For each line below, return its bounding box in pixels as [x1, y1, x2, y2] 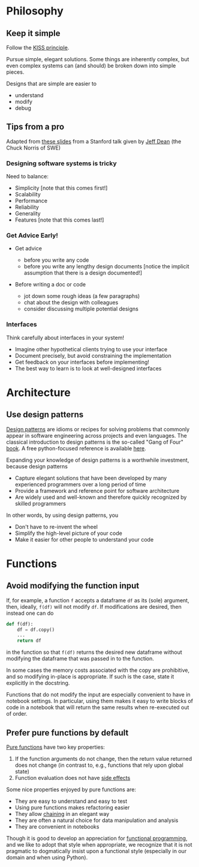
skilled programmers [14, 500, 66, 507]
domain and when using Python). [6, 854, 88, 861]
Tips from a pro [6, 122, 65, 132]
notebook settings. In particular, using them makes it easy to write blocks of [6, 698, 194, 705]
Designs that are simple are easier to [6, 80, 97, 87]
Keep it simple [6, 28, 61, 38]
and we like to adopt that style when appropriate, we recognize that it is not [6, 841, 193, 848]
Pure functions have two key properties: [6, 743, 105, 751]
